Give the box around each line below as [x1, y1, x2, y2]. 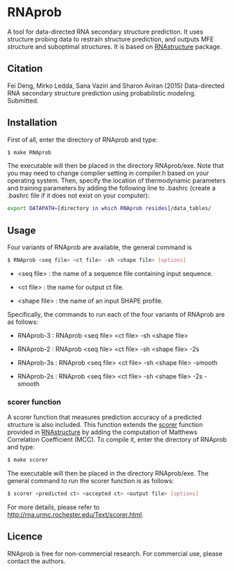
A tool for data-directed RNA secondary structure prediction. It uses [7, 27, 203, 36]
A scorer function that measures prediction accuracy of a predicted [7, 413, 202, 421]
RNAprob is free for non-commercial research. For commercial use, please [7, 549, 223, 558]
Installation [7, 117, 57, 129]
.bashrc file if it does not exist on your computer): [7, 191, 150, 200]
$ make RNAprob [7, 149, 52, 156]
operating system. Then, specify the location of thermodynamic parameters [7, 176, 226, 185]
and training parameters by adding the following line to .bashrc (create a [7, 184, 216, 192]
